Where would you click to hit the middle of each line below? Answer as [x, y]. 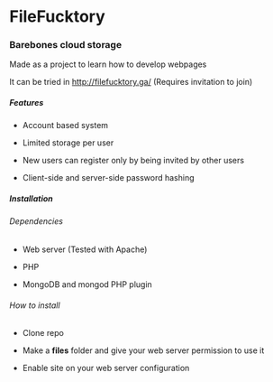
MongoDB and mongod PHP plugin [87, 284]
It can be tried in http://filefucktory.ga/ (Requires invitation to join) [131, 82]
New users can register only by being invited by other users [133, 161]
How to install [35, 305]
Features [27, 103]
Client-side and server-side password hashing [109, 178]
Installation [31, 199]
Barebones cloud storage [66, 45]
